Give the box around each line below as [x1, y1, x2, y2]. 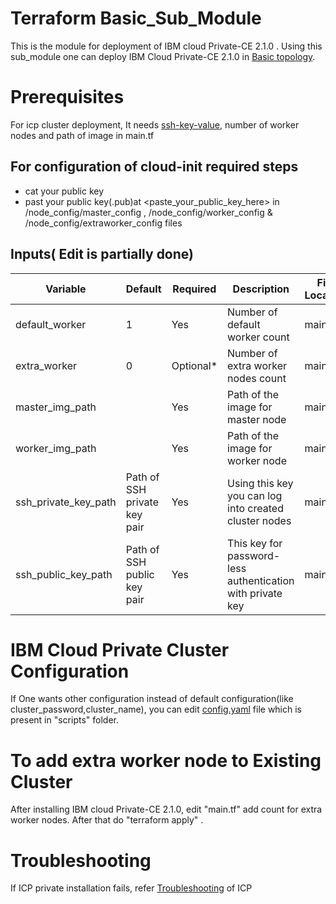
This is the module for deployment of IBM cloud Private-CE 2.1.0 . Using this [10, 40, 323, 52]
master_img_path [15, 400, 97, 414]
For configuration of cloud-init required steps [10, 158, 299, 176]
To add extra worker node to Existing [10, 749, 322, 772]
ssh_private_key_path [15, 495, 117, 509]
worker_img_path [15, 441, 97, 455]
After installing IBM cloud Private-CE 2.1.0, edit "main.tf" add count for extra [10, 803, 323, 816]
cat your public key [24, 185, 105, 197]
